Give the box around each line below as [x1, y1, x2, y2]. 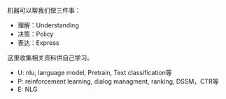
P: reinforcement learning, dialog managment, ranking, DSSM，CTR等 [17, 77, 219, 86]
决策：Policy [17, 30, 54, 38]
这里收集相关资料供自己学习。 [7, 53, 93, 62]
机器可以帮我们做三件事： [7, 6, 81, 14]
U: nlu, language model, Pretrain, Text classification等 [17, 69, 173, 77]
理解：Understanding [17, 21, 79, 29]
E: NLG [17, 85, 38, 93]
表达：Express [17, 39, 59, 47]
